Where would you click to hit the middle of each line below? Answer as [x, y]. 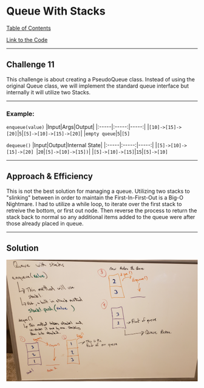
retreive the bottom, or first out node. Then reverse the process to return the [102, 210]
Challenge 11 [30, 65]
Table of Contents [29, 28]
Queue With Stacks [56, 11]
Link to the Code [27, 40]
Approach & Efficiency [49, 177]
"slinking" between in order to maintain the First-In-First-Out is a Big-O [95, 197]
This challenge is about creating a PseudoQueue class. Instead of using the [101, 79]
